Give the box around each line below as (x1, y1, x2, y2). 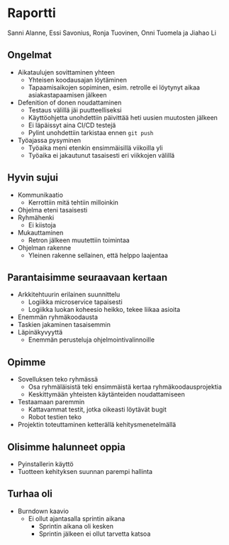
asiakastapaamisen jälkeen (28, 90, 107, 99)
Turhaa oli (7, 488, 53, 500)
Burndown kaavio (17, 507, 69, 515)
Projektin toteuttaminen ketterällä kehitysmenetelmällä (17, 421, 177, 429)
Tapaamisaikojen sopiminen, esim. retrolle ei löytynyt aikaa (28, 83, 201, 92)
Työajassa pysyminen (17, 136, 82, 144)
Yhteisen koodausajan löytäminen (28, 75, 128, 84)
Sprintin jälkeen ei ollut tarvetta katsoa (38, 529, 151, 538)
